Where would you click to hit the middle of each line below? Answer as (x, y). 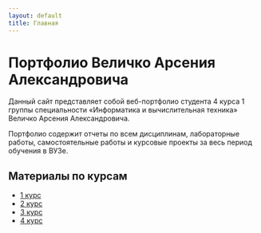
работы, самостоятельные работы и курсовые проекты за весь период (130, 142)
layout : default (35, 16)
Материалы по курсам (68, 176)
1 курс (30, 195)
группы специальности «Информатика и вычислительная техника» (123, 110)
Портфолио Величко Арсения (112, 63)
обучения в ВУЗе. (38, 151)
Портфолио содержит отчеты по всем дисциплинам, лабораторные (124, 134)
